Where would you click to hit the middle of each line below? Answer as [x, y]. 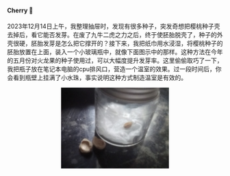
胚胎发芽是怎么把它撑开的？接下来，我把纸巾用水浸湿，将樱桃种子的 [127, 43]
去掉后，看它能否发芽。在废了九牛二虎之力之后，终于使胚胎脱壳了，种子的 [112, 35]
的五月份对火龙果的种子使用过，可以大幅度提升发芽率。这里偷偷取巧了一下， [115, 61]
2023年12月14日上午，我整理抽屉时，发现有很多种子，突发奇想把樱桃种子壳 [114, 26]
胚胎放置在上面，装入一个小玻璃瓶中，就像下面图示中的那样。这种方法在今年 [115, 52]
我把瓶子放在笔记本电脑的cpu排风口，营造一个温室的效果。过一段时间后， [111, 69]
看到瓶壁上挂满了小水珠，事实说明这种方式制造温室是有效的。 [100, 78]
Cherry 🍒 [20, 10]
